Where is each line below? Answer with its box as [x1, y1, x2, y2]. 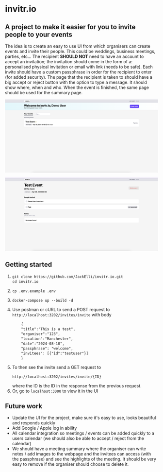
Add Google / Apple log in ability [12, 425, 77, 431]
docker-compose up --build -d [12, 298, 74, 303]
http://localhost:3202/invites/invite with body [12, 312, 112, 317]
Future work [5, 402, 43, 410]
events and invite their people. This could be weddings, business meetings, [5, 49, 156, 54]
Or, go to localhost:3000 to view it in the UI [12, 388, 98, 394]
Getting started [5, 261, 52, 269]
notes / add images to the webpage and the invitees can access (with [12, 451, 151, 457]
